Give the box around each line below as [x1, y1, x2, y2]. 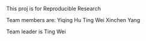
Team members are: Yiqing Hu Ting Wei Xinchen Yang [6, 17, 141, 23]
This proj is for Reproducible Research [6, 5, 101, 12]
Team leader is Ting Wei [6, 28, 66, 35]
